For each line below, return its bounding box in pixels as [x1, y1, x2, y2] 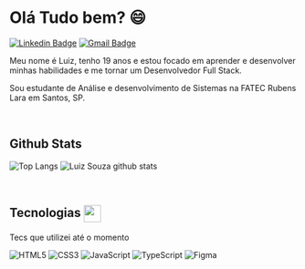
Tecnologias [9, 204, 81, 221]
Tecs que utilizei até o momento [9, 232, 130, 243]
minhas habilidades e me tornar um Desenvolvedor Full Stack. [9, 65, 242, 76]
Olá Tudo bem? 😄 [9, 7, 146, 28]
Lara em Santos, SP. [9, 92, 86, 103]
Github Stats [9, 136, 82, 152]
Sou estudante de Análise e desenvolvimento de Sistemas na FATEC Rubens [9, 82, 297, 93]
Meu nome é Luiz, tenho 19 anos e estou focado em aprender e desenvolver [9, 55, 297, 66]
